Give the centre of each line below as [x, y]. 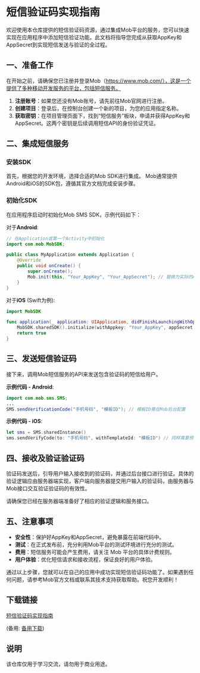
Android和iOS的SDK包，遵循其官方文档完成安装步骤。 [72, 184]
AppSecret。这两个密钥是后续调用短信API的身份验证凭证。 [87, 123]
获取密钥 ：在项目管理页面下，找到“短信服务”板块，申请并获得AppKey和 [102, 115]
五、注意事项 [30, 522]
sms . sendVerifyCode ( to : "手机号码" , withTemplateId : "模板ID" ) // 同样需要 [98, 438]
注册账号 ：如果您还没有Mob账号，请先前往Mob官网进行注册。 [91, 101]
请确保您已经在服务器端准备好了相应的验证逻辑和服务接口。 [79, 501]
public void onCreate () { [49, 266]
